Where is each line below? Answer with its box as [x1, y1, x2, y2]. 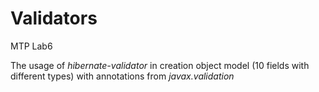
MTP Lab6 [10, 40, 53, 52]
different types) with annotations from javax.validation [10, 70, 235, 82]
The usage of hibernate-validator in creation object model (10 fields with [10, 59, 310, 71]
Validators [10, 7, 98, 30]
